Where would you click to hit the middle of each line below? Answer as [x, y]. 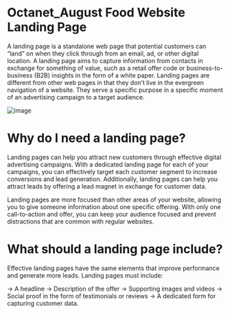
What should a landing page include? [115, 249]
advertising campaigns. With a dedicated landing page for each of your [108, 164]
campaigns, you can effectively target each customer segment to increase [112, 171]
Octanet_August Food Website [96, 13]
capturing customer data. [43, 303]
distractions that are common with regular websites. [81, 221]
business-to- [205, 68]
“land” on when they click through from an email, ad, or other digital [103, 53]
